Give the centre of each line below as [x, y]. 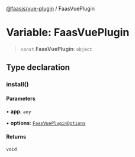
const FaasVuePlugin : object [57, 49]
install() [17, 84]
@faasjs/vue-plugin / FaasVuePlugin [50, 9]
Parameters [21, 98]
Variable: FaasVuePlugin [68, 33]
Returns [16, 137]
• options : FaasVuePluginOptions [46, 123]
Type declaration [38, 68]
